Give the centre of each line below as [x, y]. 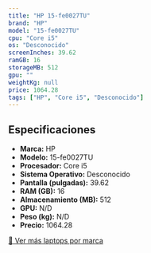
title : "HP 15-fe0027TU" [49, 16]
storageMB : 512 [33, 68]
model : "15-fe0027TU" [44, 30]
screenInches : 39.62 [43, 53]
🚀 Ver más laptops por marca [56, 241]
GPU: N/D [36, 208]
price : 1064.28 [33, 90]
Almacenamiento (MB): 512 [65, 200]
